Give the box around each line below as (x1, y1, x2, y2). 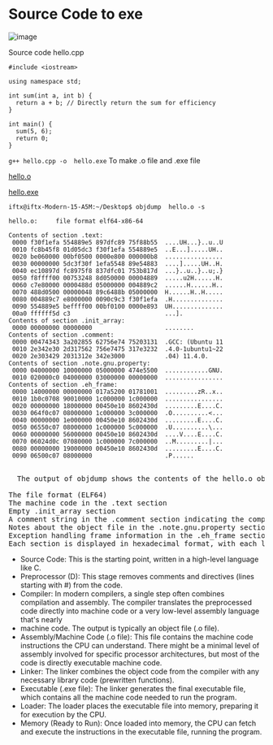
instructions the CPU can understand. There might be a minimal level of (19, 640, 260, 650)
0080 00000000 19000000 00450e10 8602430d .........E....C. (11, 444, 223, 453)
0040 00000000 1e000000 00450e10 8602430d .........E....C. (11, 416, 223, 424)
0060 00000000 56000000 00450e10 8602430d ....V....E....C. (11, 430, 223, 439)
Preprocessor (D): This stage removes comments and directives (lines (19, 571, 254, 581)
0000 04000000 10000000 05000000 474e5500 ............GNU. (11, 366, 223, 375)
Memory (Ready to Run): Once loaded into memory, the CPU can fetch (19, 718, 257, 728)
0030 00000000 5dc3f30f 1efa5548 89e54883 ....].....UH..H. (11, 259, 223, 268)
